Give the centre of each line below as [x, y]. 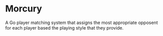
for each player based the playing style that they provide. [64, 27]
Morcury [24, 9]
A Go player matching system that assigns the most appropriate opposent [81, 22]
